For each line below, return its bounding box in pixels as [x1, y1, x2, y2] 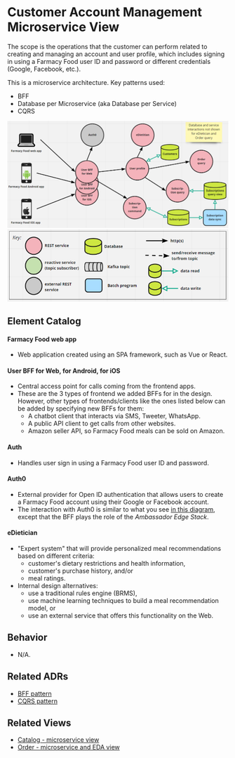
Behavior [7, 632, 48, 644]
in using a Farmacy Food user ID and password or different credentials [7, 57, 211, 65]
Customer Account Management [7, 4, 202, 20]
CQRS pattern [17, 696, 58, 705]
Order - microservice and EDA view [17, 743, 121, 752]
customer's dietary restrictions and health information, [27, 559, 186, 567]
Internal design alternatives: [17, 581, 98, 590]
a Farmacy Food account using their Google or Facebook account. [17, 498, 209, 506]
